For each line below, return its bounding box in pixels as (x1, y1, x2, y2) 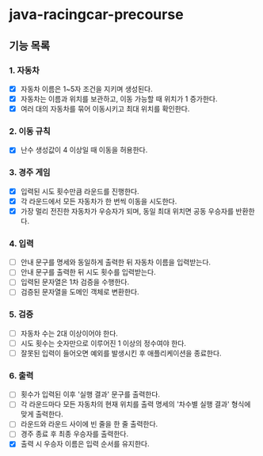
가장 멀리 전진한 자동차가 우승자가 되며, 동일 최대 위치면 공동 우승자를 (20, 206, 234, 215)
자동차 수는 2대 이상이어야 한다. (20, 329, 118, 338)
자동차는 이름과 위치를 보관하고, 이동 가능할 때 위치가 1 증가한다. (20, 93, 218, 104)
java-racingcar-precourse (9, 6, 185, 24)
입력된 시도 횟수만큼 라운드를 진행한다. (20, 186, 139, 196)
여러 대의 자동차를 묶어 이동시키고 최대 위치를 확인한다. (20, 104, 190, 113)
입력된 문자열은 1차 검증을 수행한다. (20, 277, 130, 287)
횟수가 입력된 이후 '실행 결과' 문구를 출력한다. (20, 389, 161, 399)
